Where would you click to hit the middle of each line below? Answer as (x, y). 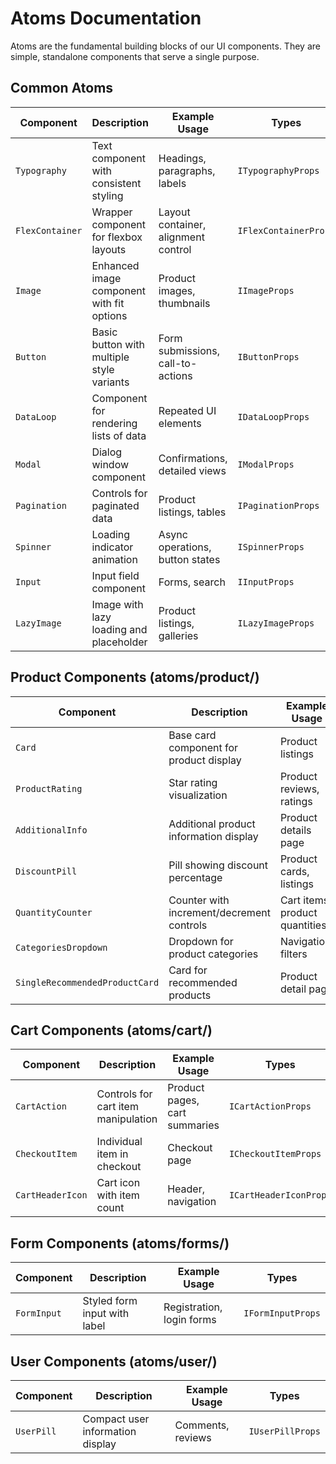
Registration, (193, 1307)
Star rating (193, 782)
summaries (193, 1125)
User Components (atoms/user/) (114, 1361)
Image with (117, 604)
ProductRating (49, 788)
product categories (213, 954)
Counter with (199, 900)
